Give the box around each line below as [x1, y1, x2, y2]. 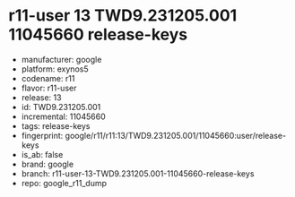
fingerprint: [21, 130, 64, 141]
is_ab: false [21, 149, 64, 159]
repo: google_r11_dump [21, 177, 108, 188]
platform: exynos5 [21, 64, 89, 74]
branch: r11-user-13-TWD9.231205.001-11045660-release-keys [21, 167, 255, 179]
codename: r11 [21, 73, 75, 83]
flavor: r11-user [21, 82, 77, 93]
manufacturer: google [21, 54, 102, 64]
